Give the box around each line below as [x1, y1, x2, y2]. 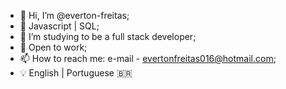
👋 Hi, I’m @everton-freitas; [19, 10, 130, 21]
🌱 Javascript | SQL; [19, 20, 100, 32]
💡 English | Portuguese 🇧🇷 [19, 67, 133, 79]
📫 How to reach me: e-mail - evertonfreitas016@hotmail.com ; [19, 53, 277, 64]
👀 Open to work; [19, 41, 88, 53]
